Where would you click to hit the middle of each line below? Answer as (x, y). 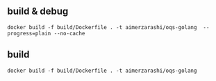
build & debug (38, 11)
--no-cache (69, 33)
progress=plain (29, 33)
